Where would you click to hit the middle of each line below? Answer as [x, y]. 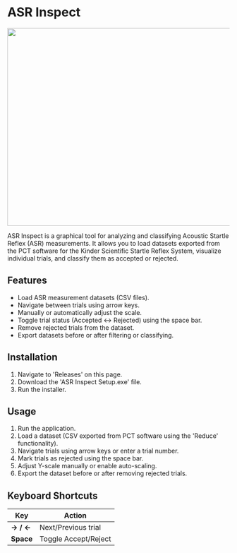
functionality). [38, 444]
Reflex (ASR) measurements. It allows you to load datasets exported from [114, 243]
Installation [32, 357]
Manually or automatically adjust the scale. [80, 312]
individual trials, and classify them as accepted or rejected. [93, 258]
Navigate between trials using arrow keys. [78, 305]
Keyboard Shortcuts [53, 495]
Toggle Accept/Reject [75, 539]
